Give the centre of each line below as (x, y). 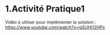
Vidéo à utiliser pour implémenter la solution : (51, 22)
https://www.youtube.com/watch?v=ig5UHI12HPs (55, 27)
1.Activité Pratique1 (45, 9)
